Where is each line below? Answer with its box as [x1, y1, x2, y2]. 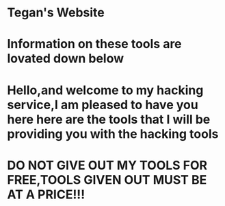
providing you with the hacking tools [7, 126, 219, 141]
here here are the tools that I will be [7, 111, 211, 127]
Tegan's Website [7, 5, 105, 21]
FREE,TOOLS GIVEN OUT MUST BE [7, 172, 207, 187]
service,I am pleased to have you [7, 97, 198, 113]
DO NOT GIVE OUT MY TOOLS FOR [7, 157, 207, 173]
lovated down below [7, 51, 124, 67]
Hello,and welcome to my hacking [7, 82, 204, 98]
